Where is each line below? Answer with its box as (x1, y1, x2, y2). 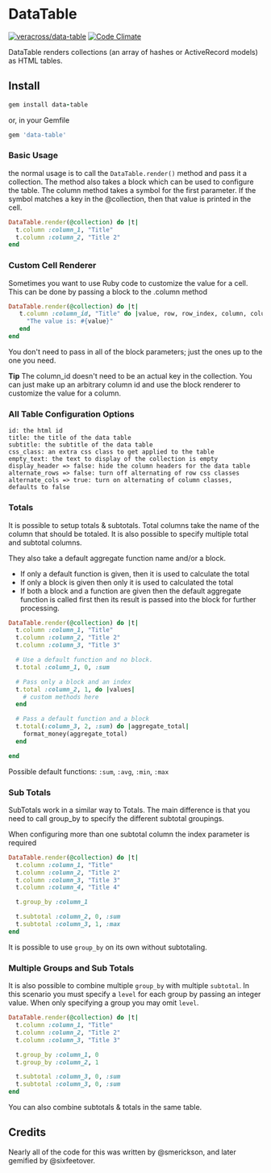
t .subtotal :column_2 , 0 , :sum (15, 913, 121, 921)
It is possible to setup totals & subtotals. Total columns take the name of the (8, 520, 260, 530)
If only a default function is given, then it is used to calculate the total (19, 568, 250, 578)
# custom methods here (23, 693, 99, 701)
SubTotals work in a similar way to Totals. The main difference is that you (8, 805, 251, 815)
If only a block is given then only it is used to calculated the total (19, 577, 234, 587)
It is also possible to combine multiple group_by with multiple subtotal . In (8, 981, 250, 991)
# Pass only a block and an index (15, 677, 131, 686)
